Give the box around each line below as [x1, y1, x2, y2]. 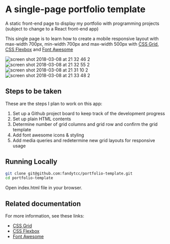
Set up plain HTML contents [12, 116, 71, 122]
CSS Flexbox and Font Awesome [5, 46, 74, 52]
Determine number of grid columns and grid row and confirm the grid [12, 121, 158, 127]
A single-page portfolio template [5, 4, 146, 15]
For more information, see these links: [5, 213, 85, 219]
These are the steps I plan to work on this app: [5, 100, 103, 107]
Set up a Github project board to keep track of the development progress [12, 110, 165, 116]
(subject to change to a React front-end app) [5, 25, 99, 31]
